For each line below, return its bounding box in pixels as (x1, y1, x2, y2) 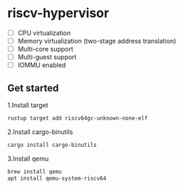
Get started (7, 82, 59, 94)
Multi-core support (17, 45, 73, 53)
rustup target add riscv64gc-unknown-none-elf (7, 115, 148, 122)
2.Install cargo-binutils (7, 127, 73, 136)
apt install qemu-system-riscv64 (7, 175, 107, 182)
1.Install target (7, 101, 48, 110)
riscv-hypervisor (7, 5, 110, 21)
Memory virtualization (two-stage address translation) (17, 37, 177, 45)
